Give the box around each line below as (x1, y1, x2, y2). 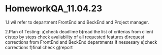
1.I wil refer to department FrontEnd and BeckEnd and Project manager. (5, 19, 149, 25)
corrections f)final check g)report (5, 44, 73, 50)
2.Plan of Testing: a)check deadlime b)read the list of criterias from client (5, 28, 154, 34)
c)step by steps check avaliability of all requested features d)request (5, 34, 144, 40)
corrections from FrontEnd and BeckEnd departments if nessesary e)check (5, 39, 158, 45)
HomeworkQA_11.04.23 (5, 3, 102, 14)
